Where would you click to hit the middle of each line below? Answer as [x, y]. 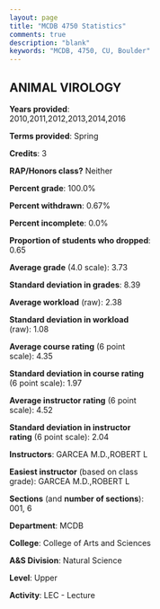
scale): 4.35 [31, 356]
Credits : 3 [28, 153]
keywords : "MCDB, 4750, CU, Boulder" [80, 51]
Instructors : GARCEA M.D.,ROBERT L [79, 454]
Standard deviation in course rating [77, 373]
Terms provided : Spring [54, 136]
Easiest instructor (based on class [74, 472]
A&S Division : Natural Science [66, 560]
